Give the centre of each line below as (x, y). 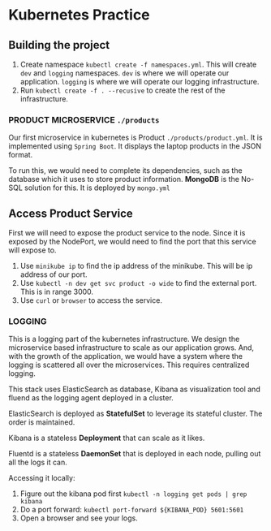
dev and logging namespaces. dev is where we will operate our (125, 73)
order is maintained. (42, 422)
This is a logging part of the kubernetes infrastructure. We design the (124, 339)
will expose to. (32, 250)
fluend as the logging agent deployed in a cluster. (91, 398)
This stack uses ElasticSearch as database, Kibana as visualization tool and (135, 389)
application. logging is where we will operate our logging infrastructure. (140, 82)
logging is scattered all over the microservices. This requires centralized (129, 365)
